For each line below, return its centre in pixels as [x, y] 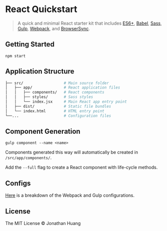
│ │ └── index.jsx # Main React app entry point [66, 102]
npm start [16, 56]
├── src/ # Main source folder [57, 83]
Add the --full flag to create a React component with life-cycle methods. [81, 168]
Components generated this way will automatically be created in [72, 152]
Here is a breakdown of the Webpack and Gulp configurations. [70, 195]
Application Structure [40, 71]
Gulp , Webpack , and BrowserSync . [54, 28]
